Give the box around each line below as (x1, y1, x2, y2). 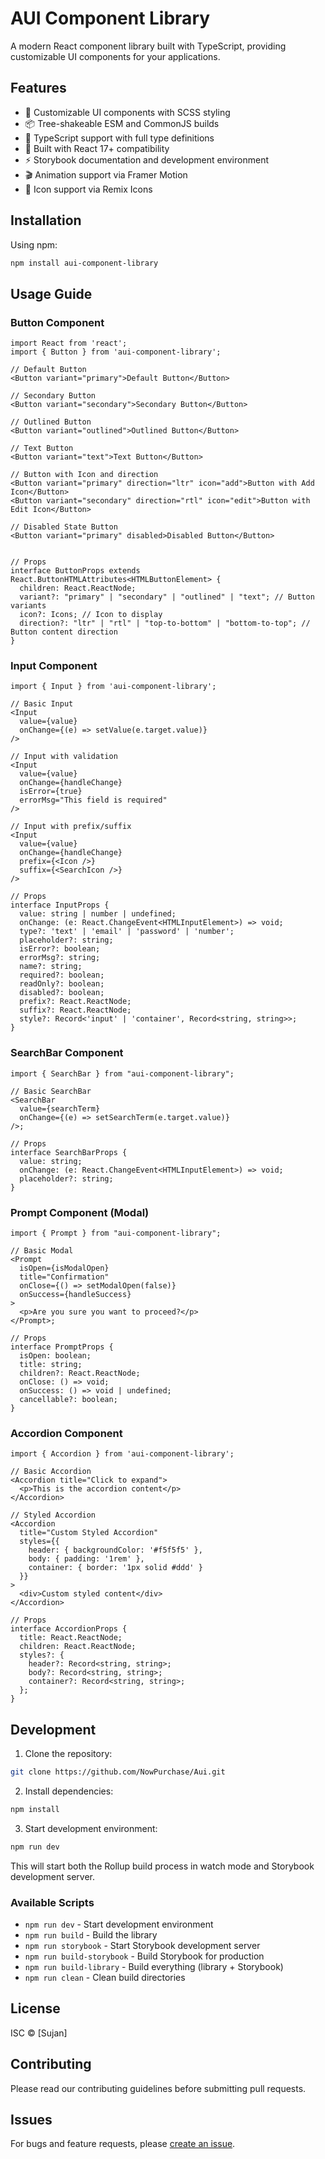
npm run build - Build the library (24, 1929, 158, 1941)
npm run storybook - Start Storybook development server (24, 1940, 261, 1952)
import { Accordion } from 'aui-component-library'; (10, 1449, 235, 1459)
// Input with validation (10, 752, 118, 762)
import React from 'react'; (10, 338, 128, 349)
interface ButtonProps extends (10, 566, 141, 576)
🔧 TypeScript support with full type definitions (24, 132, 215, 144)
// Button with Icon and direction (10, 470, 159, 480)
